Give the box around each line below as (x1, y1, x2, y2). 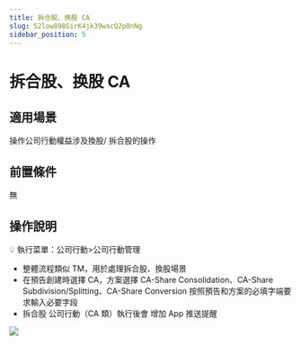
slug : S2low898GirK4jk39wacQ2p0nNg (9, 22, 143, 31)
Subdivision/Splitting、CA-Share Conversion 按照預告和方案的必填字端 (22, 286, 285, 296)
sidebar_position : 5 (9, 30, 87, 39)
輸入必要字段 (30, 297, 78, 307)
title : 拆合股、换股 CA (9, 13, 90, 22)
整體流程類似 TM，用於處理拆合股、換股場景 (22, 263, 187, 274)
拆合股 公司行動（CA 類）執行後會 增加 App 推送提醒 (22, 308, 217, 319)
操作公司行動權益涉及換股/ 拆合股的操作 (9, 136, 156, 146)
